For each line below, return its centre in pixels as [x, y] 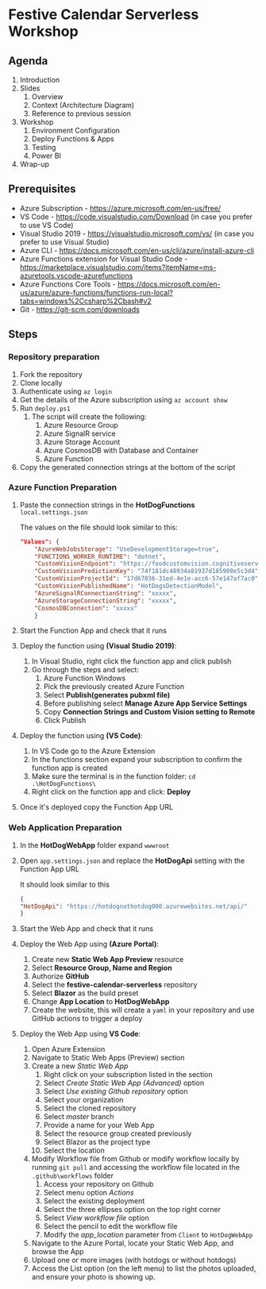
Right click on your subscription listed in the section [128, 1075]
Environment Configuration [76, 130]
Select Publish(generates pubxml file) [107, 695]
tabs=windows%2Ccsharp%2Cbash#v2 [86, 301]
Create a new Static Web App [80, 1066]
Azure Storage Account [82, 441]
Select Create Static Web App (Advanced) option [124, 1083]
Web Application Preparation [65, 828]
